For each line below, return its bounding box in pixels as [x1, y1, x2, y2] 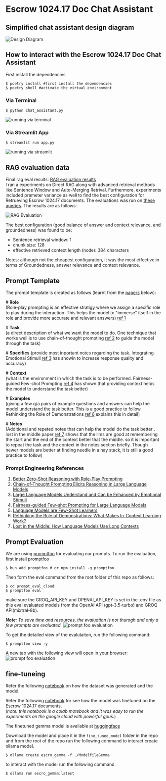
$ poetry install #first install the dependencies [5, 81, 112, 86]
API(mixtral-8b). [5, 607, 39, 613]
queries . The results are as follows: [5, 203, 77, 209]
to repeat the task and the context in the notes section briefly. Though [5, 442, 148, 448]
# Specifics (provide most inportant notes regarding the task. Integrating [5, 350, 154, 356]
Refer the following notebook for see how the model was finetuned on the [5, 697, 156, 703]
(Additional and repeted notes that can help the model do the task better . [5, 426, 155, 432]
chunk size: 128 [12, 242, 45, 248]
